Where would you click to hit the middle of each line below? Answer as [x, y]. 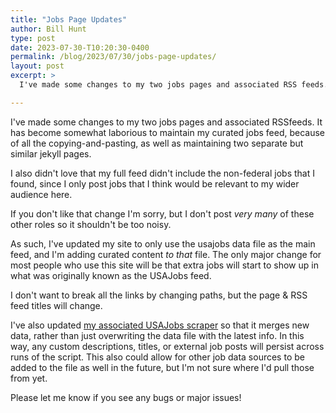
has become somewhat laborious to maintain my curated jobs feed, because [167, 132]
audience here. [41, 194]
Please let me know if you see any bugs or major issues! [126, 397]
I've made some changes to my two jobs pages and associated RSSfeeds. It [166, 122]
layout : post [37, 66]
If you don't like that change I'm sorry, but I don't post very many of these [162, 213]
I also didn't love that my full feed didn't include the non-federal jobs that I [162, 173]
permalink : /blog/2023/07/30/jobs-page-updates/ [113, 57]
